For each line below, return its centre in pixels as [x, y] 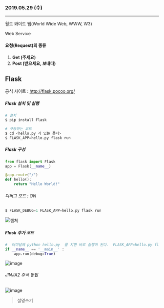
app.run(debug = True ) [35, 254]
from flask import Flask [30, 162]
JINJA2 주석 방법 [21, 275]
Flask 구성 [15, 149]
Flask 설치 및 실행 [22, 103]
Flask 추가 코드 [20, 232]
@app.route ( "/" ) [21, 175]
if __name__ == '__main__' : [35, 249]
